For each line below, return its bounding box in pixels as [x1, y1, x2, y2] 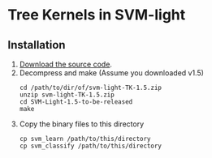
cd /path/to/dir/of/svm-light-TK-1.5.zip [19, 83, 162, 92]
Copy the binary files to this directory [19, 119, 145, 129]
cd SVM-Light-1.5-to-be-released [19, 98, 133, 106]
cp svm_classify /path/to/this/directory [19, 142, 162, 150]
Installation [7, 38, 66, 52]
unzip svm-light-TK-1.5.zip [19, 91, 115, 99]
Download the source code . [19, 59, 113, 69]
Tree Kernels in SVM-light [7, 6, 186, 24]
